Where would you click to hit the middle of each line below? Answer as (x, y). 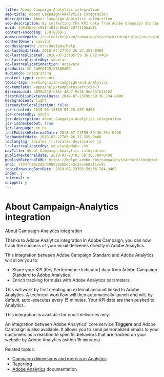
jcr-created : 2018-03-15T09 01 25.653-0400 (50, 110)
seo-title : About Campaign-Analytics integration (57, 14)
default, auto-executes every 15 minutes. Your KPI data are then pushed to (80, 300)
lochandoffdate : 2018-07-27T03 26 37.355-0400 (53, 137)
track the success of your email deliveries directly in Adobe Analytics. (75, 245)
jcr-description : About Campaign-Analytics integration (63, 119)
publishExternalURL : (26, 160)
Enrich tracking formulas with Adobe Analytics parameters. (71, 280)
